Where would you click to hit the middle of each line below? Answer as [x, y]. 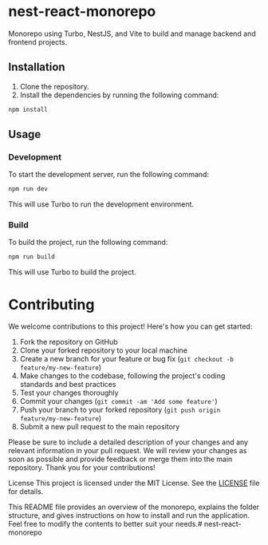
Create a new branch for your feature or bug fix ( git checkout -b [126, 359]
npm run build [32, 257]
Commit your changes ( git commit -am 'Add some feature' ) [118, 401]
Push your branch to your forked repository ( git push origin [120, 410]
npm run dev [28, 189]
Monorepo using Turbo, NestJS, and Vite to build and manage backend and [132, 34]
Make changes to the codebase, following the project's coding [122, 376]
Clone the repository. [54, 86]
